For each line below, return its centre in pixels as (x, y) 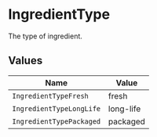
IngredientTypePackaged (57, 121)
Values (26, 61)
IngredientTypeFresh (50, 96)
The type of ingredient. (45, 36)
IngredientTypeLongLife (57, 108)
